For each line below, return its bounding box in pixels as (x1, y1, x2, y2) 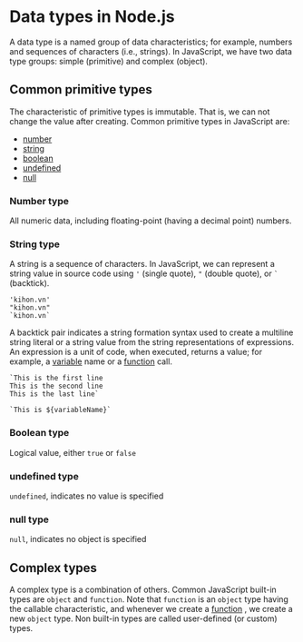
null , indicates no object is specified (9, 534, 147, 545)
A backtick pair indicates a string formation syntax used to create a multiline (9, 327, 294, 338)
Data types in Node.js (9, 6, 175, 27)
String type (9, 238, 61, 251)
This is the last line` (9, 390, 100, 399)
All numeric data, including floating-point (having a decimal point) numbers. (9, 215, 292, 226)
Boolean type (9, 427, 70, 440)
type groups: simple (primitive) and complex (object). (9, 55, 209, 66)
